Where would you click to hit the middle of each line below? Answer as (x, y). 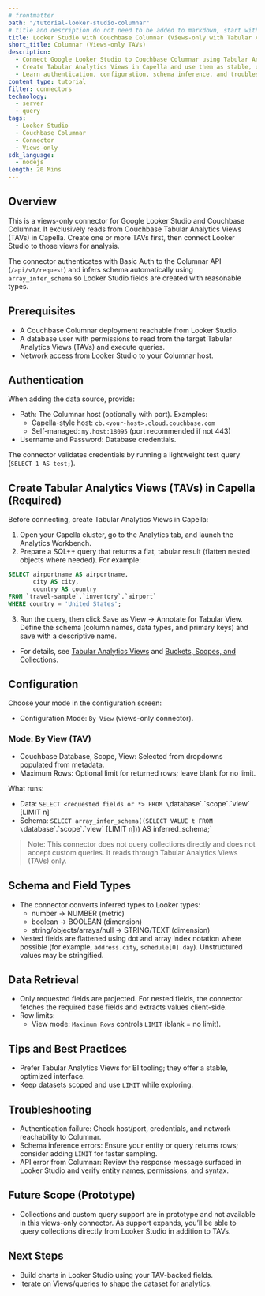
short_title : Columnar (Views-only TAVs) (77, 45)
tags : (17, 118)
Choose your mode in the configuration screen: (85, 703)
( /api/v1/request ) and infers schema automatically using (101, 269)
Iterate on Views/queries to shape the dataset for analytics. (116, 1283)
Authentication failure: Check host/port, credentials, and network (125, 1128)
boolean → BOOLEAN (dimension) (87, 922)
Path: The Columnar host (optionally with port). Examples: (113, 415)
